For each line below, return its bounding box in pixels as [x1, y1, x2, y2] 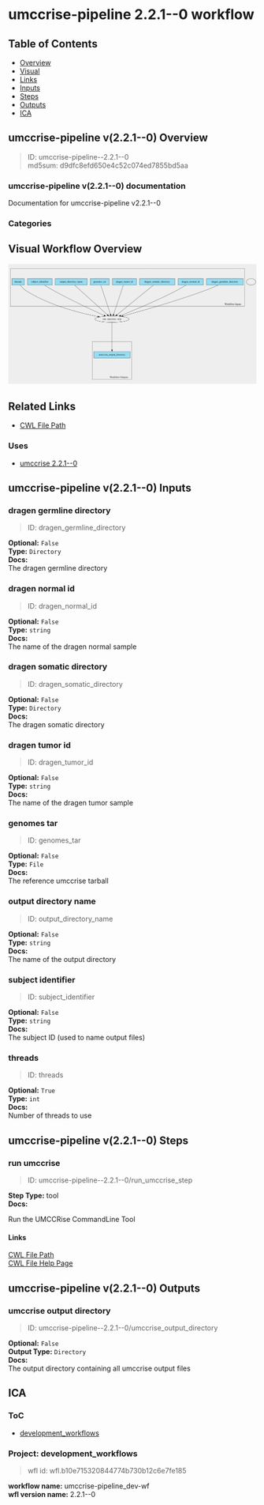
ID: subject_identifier [27, 992, 95, 1001]
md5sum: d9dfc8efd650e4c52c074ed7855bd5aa [27, 160, 189, 170]
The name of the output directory [8, 954, 117, 964]
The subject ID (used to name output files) [8, 1033, 146, 1043]
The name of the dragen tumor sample [8, 798, 134, 808]
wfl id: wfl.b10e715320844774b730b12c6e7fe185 [27, 1465, 187, 1475]
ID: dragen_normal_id [27, 601, 97, 610]
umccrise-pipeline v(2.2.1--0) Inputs [8, 481, 191, 495]
